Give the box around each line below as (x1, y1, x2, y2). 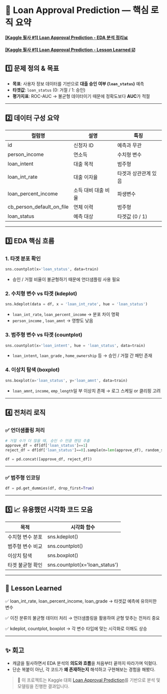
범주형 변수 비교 (7, 543, 43, 550)
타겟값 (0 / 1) (117, 213, 148, 220)
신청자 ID (73, 142, 94, 149)
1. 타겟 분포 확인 (5, 255, 41, 262)
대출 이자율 (73, 173, 98, 180)
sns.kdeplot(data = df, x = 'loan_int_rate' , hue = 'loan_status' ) (5, 302, 148, 307)
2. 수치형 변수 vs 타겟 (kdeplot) (5, 290, 78, 297)
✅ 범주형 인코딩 (5, 474, 40, 481)
